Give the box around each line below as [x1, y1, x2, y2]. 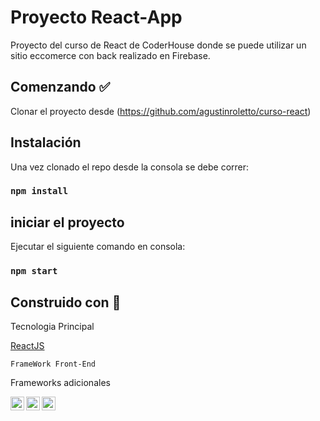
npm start [10, 266, 58, 277]
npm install [10, 186, 69, 197]
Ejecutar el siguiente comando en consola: [10, 241, 186, 253]
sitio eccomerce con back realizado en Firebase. [10, 49, 211, 61]
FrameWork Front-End [10, 359, 97, 370]
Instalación [10, 134, 82, 151]
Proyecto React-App [10, 6, 183, 29]
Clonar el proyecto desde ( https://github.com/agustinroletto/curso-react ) [10, 105, 312, 117]
